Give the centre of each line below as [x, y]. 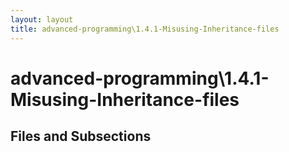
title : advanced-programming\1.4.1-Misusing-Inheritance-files [145, 29]
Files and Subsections [81, 136]
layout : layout [42, 19]
